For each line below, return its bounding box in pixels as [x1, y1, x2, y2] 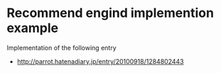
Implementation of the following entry [6, 43, 117, 52]
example [6, 20, 59, 36]
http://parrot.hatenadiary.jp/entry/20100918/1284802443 [16, 57, 184, 65]
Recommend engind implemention [6, 5, 215, 21]
